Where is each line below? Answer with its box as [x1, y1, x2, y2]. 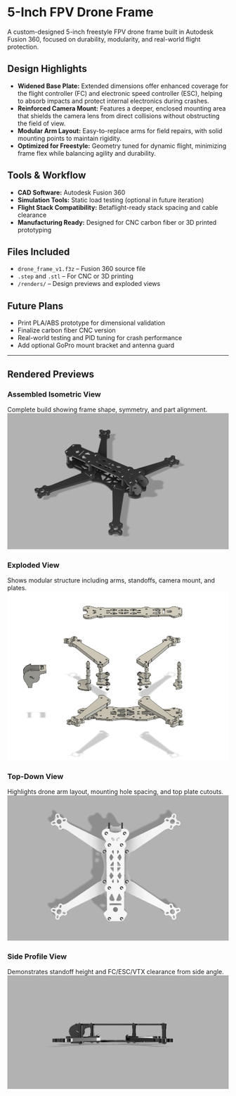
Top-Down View [7, 771, 64, 781]
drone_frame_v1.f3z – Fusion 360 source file [17, 265, 146, 273]
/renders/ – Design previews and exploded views [17, 280, 161, 288]
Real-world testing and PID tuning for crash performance [17, 334, 183, 342]
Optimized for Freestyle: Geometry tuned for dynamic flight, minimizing [17, 142, 227, 150]
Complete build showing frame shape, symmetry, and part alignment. [7, 405, 208, 413]
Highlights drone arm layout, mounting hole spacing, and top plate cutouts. [7, 787, 223, 796]
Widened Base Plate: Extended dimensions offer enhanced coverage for [17, 82, 229, 90]
